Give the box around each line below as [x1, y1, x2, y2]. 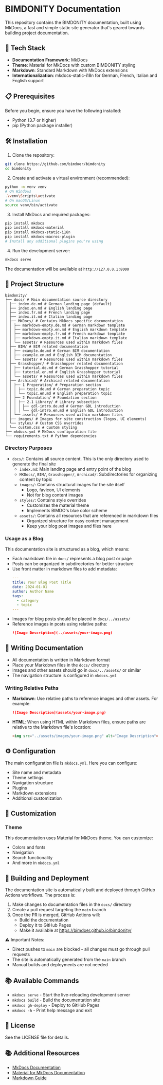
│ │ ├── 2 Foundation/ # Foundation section [5, 395, 97, 400]
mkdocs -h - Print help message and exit [12, 1008, 92, 1013]
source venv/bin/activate [5, 202, 57, 207]
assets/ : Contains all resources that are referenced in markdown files [19, 513, 159, 518]
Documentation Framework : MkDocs [12, 57, 88, 63]
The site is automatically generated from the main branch [12, 956, 127, 962]
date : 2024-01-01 [12, 584, 48, 589]
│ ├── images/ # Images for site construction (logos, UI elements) [5, 416, 147, 422]
